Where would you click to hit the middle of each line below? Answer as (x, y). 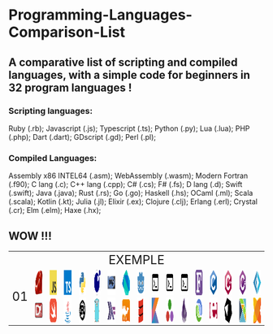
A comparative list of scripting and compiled (123, 62)
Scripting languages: (51, 111)
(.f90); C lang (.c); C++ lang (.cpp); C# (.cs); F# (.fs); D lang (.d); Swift (126, 184)
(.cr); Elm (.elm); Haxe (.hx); (55, 210)
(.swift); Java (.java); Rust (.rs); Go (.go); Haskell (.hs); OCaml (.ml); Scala (131, 193)
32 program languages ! (70, 87)
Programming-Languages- (100, 15)
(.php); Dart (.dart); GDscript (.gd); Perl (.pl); (82, 137)
